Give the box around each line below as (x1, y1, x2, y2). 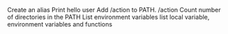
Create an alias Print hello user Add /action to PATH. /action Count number (7, 6, 221, 14)
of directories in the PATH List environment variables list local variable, (7, 13, 210, 21)
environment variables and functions (7, 20, 113, 28)
